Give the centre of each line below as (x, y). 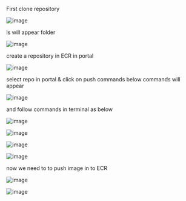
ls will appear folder (31, 32)
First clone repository (33, 9)
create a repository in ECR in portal (50, 56)
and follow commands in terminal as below (60, 109)
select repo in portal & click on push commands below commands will (93, 79)
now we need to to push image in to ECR (57, 168)
